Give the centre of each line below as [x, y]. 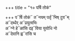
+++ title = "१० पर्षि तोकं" [28, 8]
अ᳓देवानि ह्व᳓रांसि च [21, 34]
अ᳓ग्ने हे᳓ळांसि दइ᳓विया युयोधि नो [31, 28]
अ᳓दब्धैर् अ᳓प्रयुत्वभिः [21, 23]
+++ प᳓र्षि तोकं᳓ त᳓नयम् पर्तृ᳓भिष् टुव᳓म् [37, 17]
